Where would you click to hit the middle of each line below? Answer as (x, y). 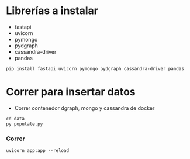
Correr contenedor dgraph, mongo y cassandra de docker (84, 108)
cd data (15, 119)
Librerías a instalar (52, 11)
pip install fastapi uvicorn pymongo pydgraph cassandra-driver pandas (95, 68)
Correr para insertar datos (71, 92)
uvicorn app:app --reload (37, 151)
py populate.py (25, 124)
